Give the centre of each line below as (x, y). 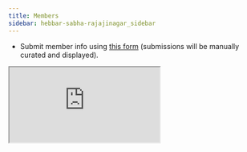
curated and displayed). (59, 55)
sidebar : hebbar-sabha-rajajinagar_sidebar (82, 23)
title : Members (34, 16)
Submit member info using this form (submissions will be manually (130, 46)
